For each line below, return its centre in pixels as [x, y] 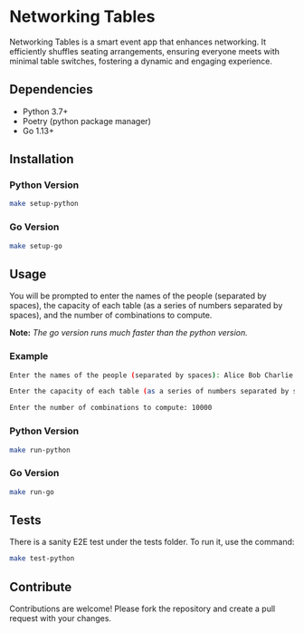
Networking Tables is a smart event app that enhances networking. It [138, 42]
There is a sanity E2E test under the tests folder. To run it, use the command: [152, 542]
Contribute [41, 587]
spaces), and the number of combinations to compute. [111, 316]
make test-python [42, 559]
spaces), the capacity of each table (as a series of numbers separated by [146, 306]
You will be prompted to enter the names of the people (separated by [138, 296]
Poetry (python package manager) [87, 121]
